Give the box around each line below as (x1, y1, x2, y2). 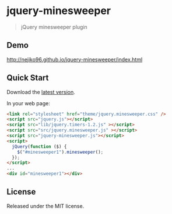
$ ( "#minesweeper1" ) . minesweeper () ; (17, 149, 104, 155)
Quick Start (6, 73, 49, 83)
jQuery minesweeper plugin (20, 23, 88, 30)
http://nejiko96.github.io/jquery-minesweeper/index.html (6, 56, 143, 63)
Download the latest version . (6, 88, 75, 95)
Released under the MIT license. (6, 202, 85, 209)
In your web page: (6, 99, 50, 106)
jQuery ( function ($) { (12, 143, 67, 150)
